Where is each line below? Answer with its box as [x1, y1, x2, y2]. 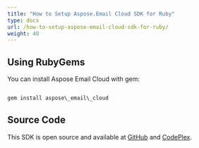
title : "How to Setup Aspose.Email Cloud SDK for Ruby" [7, 10, 175, 18]
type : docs [7, 17, 40, 24]
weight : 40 [7, 30, 40, 37]
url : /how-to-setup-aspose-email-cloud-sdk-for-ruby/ [7, 23, 169, 30]
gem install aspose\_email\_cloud [7, 94, 109, 102]
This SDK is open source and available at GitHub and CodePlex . [7, 132, 193, 141]
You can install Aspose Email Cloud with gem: [7, 75, 140, 83]
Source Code [7, 114, 66, 126]
